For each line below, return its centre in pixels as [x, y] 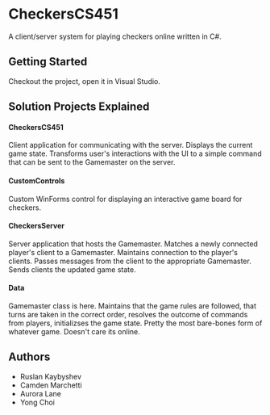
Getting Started [48, 62]
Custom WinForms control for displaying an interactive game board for [125, 199]
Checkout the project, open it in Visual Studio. [85, 81]
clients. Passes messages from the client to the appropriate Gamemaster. [130, 261]
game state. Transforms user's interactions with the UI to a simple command [135, 153]
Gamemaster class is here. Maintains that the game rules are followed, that [132, 306]
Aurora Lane [41, 393]
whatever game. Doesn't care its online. [74, 331]
